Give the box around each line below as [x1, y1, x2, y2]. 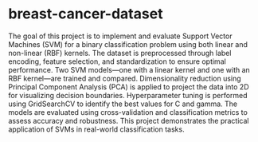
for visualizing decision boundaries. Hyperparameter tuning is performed [8, 90, 248, 100]
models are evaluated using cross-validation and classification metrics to [8, 107, 248, 116]
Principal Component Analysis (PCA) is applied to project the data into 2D [8, 81, 249, 92]
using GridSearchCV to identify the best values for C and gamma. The [8, 99, 237, 108]
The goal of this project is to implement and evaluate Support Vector [8, 31, 233, 41]
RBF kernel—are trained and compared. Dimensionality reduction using [8, 73, 241, 83]
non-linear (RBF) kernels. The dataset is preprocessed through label [8, 48, 232, 57]
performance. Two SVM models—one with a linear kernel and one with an [8, 65, 251, 74]
